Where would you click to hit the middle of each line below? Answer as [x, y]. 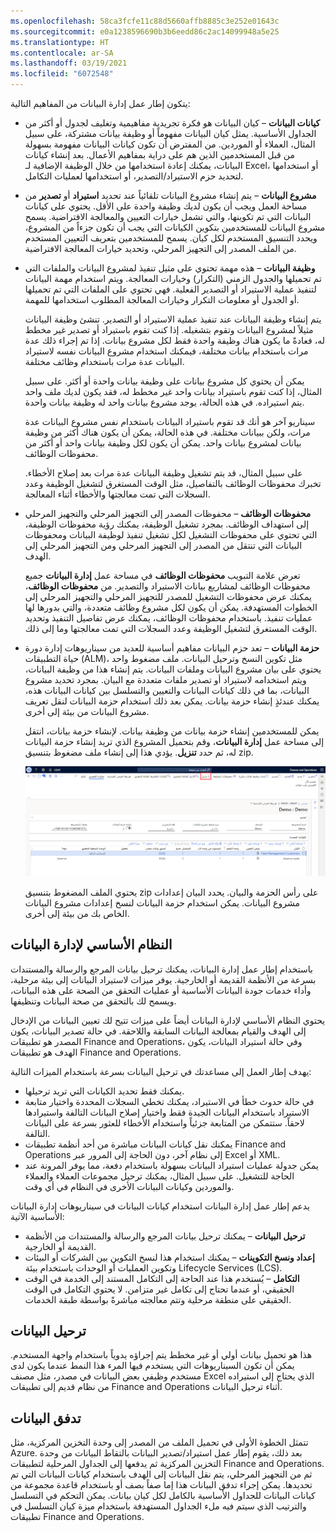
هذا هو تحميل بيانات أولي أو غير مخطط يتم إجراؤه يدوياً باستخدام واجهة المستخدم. [161, 1355]
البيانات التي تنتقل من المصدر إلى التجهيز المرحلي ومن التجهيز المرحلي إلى [163, 545]
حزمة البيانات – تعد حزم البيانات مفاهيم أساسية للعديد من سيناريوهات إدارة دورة [172, 648]
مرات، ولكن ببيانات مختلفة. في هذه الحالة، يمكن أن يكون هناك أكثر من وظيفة [167, 432]
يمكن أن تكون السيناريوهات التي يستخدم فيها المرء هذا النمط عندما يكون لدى [152, 1366]
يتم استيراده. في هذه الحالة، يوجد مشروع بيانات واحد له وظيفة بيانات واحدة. [164, 402]
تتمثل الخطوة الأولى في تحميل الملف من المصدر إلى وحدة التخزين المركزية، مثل [159, 1442]
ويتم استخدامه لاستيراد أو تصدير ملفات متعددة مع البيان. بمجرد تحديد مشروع [165, 679]
